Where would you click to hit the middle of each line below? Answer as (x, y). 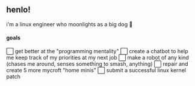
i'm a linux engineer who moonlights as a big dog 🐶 (70, 24)
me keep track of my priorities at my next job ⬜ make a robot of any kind (98, 58)
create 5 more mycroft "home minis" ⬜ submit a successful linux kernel (96, 70)
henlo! (19, 10)
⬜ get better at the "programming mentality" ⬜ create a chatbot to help (97, 51)
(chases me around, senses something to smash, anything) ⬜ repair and (97, 64)
